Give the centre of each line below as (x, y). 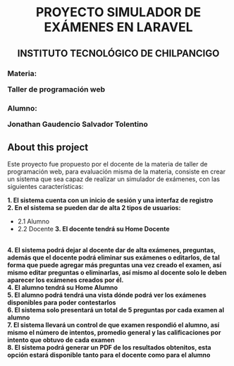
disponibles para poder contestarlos (62, 302)
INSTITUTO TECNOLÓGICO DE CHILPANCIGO (118, 53)
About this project (48, 147)
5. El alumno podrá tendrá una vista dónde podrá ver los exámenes (107, 295)
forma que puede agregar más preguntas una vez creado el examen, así (115, 264)
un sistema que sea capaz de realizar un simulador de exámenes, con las (114, 179)
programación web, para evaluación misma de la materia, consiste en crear (117, 171)
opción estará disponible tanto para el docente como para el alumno (109, 355)
